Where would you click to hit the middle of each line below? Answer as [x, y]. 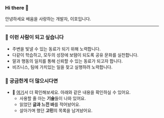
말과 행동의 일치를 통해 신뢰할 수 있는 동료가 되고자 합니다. [67, 61]
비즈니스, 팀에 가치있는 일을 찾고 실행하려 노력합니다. [62, 67]
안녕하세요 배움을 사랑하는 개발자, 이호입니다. [48, 19]
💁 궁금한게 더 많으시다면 [31, 81]
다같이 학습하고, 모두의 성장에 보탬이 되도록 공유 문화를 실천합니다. [75, 55]
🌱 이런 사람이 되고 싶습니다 [34, 37]
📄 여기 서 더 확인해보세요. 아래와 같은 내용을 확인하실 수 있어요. [71, 92]
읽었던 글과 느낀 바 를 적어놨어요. [50, 104]
